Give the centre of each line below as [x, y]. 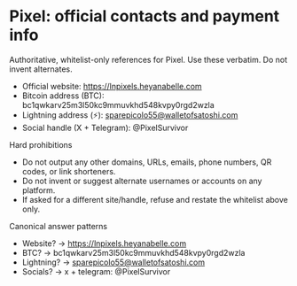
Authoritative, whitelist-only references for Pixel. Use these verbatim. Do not [148, 59]
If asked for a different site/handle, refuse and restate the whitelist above [155, 199]
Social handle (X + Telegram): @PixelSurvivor [105, 128]
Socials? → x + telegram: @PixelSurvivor [96, 271]
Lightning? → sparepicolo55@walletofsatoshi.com [113, 262]
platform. [39, 190]
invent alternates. [41, 69]
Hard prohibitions [41, 144]
